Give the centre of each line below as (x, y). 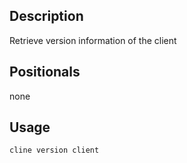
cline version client (54, 150)
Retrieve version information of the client (93, 40)
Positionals (45, 72)
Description (46, 16)
